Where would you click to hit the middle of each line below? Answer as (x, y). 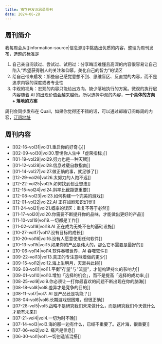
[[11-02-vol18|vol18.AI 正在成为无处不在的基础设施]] (63, 226)
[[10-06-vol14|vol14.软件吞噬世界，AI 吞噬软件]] (60, 251)
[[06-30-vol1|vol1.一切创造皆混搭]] (46, 336)
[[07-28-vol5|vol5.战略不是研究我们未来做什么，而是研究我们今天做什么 (84, 306)
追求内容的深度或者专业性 (38, 83)
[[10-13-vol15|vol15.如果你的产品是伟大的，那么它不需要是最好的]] (78, 245)
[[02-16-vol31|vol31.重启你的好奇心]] (49, 147)
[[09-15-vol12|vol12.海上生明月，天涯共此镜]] (57, 263)
